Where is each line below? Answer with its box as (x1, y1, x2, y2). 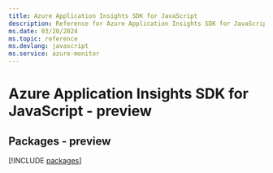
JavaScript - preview (8, 102, 153, 120)
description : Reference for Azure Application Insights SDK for (8, 19, 231, 28)
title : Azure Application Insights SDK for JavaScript (8, 11, 198, 20)
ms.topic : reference (8, 34, 79, 43)
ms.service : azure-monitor (8, 50, 100, 58)
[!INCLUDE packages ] (8, 156, 82, 165)
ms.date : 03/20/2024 (8, 27, 79, 35)
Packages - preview (8, 134, 111, 148)
